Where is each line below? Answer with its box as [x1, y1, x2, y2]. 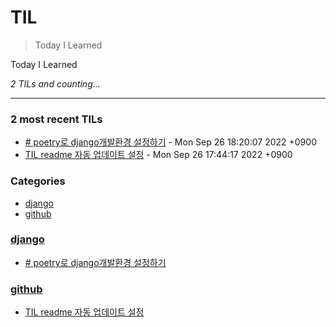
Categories [10, 174, 66, 188]
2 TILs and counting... [10, 77, 101, 90]
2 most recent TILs [10, 112, 103, 126]
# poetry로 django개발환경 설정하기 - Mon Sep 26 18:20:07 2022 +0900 [24, 136, 317, 148]
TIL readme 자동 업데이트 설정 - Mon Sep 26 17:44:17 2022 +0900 [24, 149, 293, 161]
